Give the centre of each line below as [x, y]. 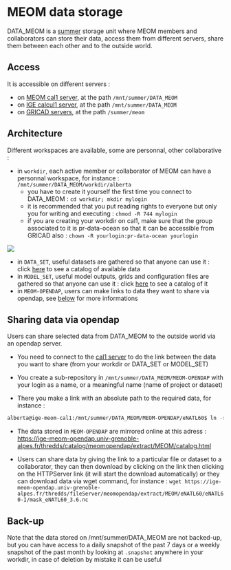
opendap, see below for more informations [78, 298]
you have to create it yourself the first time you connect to [110, 191]
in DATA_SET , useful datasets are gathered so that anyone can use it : [113, 262]
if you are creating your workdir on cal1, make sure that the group [120, 220]
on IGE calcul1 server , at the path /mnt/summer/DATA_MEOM [97, 105]
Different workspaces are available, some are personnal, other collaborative [114, 150]
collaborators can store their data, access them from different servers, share [115, 38]
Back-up [26, 521]
